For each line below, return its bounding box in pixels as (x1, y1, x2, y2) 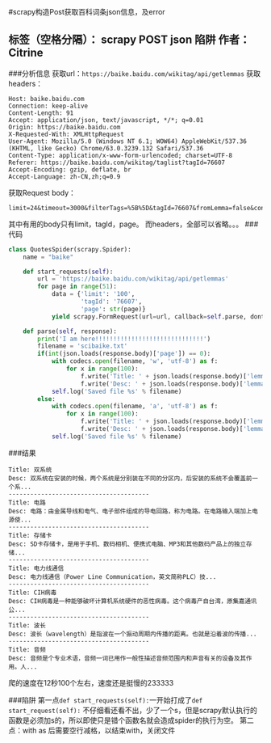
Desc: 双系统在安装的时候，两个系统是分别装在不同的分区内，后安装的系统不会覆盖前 (8, 474, 252, 483)
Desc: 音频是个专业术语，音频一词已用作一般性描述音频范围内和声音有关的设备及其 (8, 654, 247, 662)
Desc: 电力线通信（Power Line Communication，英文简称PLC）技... (8, 572, 217, 580)
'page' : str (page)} (80, 305, 147, 313)
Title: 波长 (8, 621, 46, 629)
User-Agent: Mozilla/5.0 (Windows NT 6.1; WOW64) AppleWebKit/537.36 (8, 137, 248, 146)
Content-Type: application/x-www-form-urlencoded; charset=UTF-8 (8, 151, 232, 159)
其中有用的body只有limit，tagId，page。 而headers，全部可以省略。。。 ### (8, 219, 259, 229)
